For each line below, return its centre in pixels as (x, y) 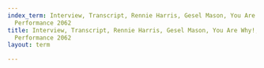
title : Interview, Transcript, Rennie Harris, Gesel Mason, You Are (123, 30)
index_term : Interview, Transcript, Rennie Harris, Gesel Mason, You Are (132, 15)
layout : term (29, 45)
